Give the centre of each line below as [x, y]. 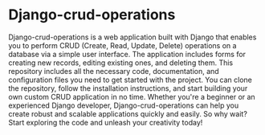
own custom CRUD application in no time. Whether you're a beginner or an [132, 96]
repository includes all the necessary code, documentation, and [114, 71]
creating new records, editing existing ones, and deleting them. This [121, 63]
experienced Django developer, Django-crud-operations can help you [124, 105]
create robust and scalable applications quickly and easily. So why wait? [128, 113]
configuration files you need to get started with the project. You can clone [130, 80]
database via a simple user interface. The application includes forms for [127, 54]
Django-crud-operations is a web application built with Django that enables [132, 37]
